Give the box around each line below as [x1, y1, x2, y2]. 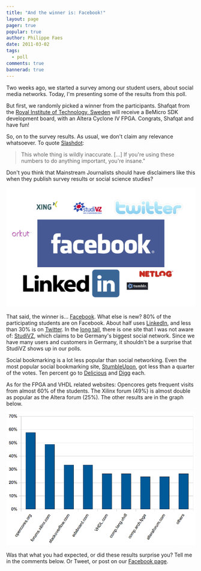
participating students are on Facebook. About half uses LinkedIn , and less [6, 319, 191, 327]
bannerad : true [6, 67, 44, 73]
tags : [6, 48, 20, 54]
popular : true [6, 29, 42, 35]
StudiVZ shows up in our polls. [6, 345, 82, 352]
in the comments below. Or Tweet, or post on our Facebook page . [6, 558, 169, 565]
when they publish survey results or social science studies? [6, 175, 154, 183]
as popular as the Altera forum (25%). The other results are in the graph [6, 394, 184, 401]
